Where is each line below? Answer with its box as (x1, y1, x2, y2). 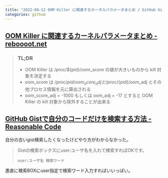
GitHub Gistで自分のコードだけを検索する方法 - (5, 115, 151, 123)
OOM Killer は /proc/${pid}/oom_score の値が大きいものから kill (24, 67, 156, 73)
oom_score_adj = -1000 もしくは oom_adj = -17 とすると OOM (24, 92, 153, 98)
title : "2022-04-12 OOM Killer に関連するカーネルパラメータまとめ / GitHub (5, 7, 156, 12)
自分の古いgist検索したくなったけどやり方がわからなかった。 (5, 137, 131, 143)
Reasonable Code (5, 123, 61, 131)
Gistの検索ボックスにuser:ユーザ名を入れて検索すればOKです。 (17, 147, 147, 153)
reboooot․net (5, 39, 47, 48)
